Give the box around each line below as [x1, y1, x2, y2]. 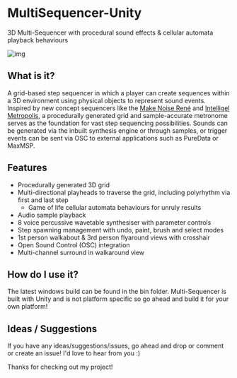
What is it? [7, 70, 55, 82]
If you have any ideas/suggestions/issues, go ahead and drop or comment [7, 341, 224, 350]
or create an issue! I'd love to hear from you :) [7, 349, 141, 358]
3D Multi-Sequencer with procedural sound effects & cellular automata [7, 28, 214, 37]
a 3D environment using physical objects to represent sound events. [7, 96, 207, 105]
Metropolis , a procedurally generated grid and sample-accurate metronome [7, 111, 228, 119]
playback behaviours [7, 35, 69, 44]
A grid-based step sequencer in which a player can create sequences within [7, 88, 230, 97]
